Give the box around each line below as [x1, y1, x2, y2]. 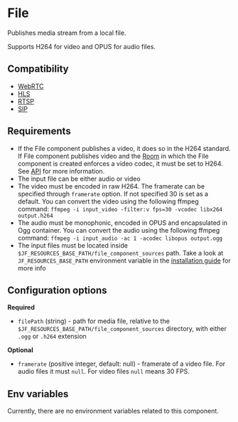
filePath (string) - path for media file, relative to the [17, 317, 171, 325]
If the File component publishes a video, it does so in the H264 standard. [17, 144, 231, 152]
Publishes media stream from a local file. [7, 28, 126, 37]
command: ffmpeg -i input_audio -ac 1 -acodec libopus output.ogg [17, 233, 222, 242]
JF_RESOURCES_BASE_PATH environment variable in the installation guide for [17, 256, 231, 265]
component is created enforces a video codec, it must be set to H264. [17, 159, 224, 168]
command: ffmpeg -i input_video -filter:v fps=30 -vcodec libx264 [17, 204, 222, 213]
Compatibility [7, 63, 69, 75]
